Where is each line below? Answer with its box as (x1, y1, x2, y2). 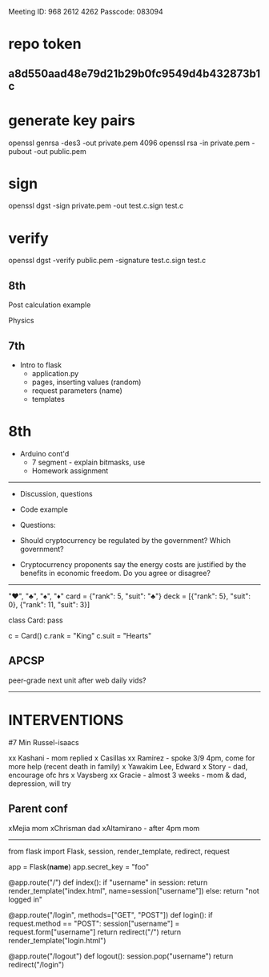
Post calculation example (8, 300, 91, 310)
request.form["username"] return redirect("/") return (8, 926, 182, 937)
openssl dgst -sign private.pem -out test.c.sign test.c (8, 201, 184, 211)
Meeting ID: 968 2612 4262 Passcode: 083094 (8, 7, 164, 16)
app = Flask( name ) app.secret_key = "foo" (8, 861, 150, 871)
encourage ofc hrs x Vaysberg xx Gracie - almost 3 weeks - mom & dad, (8, 770, 247, 780)
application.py (31, 369, 79, 379)
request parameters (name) (31, 386, 122, 395)
